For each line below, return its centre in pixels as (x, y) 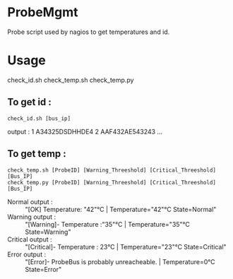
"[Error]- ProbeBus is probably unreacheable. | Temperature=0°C (120, 261)
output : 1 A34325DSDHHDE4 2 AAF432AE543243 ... (85, 131)
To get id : (29, 102)
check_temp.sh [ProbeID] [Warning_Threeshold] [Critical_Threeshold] (112, 170)
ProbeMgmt (43, 12)
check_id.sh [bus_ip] (39, 118)
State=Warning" (48, 232)
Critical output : (30, 239)
